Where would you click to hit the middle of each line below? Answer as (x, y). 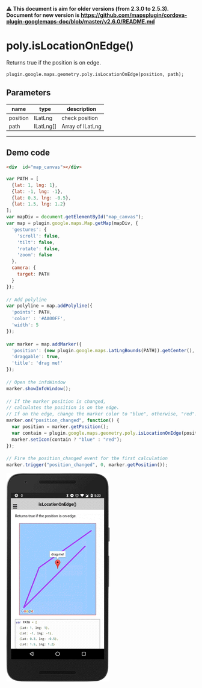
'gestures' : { (29, 229)
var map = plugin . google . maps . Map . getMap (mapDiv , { (72, 223)
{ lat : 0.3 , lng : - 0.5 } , (41, 198)
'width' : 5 (25, 325)
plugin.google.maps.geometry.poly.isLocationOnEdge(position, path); (95, 74)
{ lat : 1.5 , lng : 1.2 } (39, 204)
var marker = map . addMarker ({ (44, 344)
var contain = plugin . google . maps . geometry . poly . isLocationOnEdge (96, 433)
